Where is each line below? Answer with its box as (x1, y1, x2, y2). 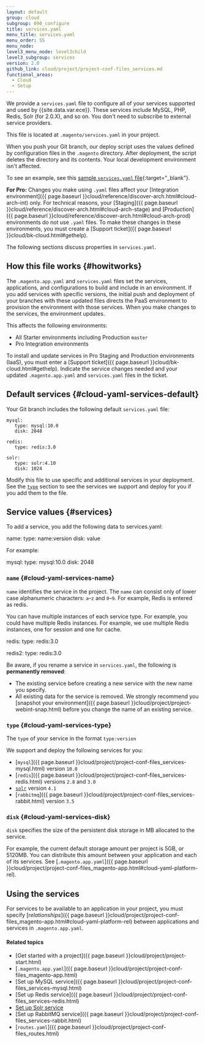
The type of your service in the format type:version (6, 735, 136, 742)
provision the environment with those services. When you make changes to (6, 303, 196, 311)
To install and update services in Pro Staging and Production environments (6, 352, 195, 359)
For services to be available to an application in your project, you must (6, 905, 184, 912)
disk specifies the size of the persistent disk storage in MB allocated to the (6, 826, 195, 834)
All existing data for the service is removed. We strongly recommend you (15, 692, 199, 700)
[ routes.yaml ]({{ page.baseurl (15, 1023, 91, 1031)
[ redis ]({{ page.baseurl (15, 771, 75, 779)
